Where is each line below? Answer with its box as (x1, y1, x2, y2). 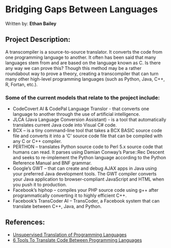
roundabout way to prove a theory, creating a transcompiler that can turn (5, 70, 159, 77)
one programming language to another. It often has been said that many (5, 54, 157, 60)
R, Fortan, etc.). (5, 81, 38, 87)
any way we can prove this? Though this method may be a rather (5, 65, 142, 71)
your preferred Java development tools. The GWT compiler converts (12, 171, 157, 177)
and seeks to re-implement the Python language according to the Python (12, 155, 166, 161)
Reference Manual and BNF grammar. (12, 160, 92, 166)
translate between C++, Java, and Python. (12, 203, 102, 210)
